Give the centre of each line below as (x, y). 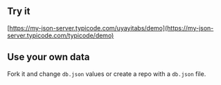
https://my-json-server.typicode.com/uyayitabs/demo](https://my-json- (112, 28)
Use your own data (48, 57)
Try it (19, 11)
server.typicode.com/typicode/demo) (61, 35)
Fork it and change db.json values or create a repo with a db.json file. (107, 74)
